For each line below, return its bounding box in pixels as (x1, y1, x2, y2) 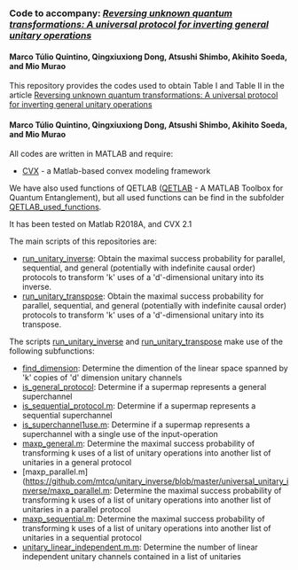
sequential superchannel (21, 410, 113, 421)
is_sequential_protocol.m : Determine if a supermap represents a (21, 401, 256, 411)
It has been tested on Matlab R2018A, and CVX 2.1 (9, 219, 192, 230)
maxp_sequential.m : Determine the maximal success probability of (21, 513, 265, 525)
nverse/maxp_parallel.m (21, 486, 111, 496)
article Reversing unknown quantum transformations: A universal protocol (9, 90, 278, 100)
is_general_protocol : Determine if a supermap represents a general (21, 382, 267, 393)
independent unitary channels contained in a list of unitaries (21, 551, 241, 562)
